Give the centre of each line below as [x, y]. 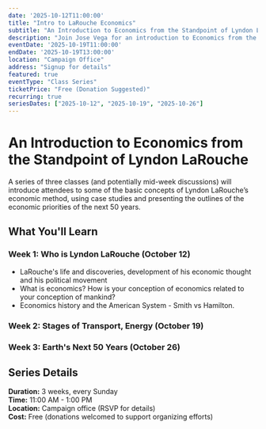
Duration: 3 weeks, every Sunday [63, 392]
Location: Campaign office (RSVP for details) [82, 408]
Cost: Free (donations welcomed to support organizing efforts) [111, 417]
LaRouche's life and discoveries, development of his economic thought [135, 271]
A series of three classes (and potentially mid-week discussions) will [120, 182]
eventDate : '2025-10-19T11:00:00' [65, 45]
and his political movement [63, 280]
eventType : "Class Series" [53, 82]
